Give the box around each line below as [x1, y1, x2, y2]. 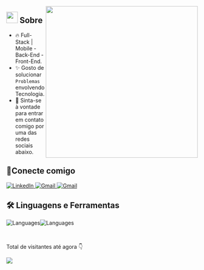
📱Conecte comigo [6, 166, 76, 176]
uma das [15, 129, 37, 136]
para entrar [15, 109, 44, 116]
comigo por [15, 122, 44, 130]
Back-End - [15, 51, 44, 58]
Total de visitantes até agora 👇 [6, 243, 83, 251]
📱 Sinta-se [15, 96, 42, 104]
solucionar [15, 70, 42, 78]
